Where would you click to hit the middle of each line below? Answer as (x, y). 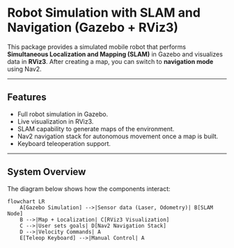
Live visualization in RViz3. (55, 121)
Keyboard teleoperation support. (64, 143)
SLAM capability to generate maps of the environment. (96, 129)
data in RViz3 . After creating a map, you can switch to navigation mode (110, 61)
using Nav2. (24, 69)
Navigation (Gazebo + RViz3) (93, 27)
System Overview (47, 172)
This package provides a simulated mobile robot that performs (97, 47)
